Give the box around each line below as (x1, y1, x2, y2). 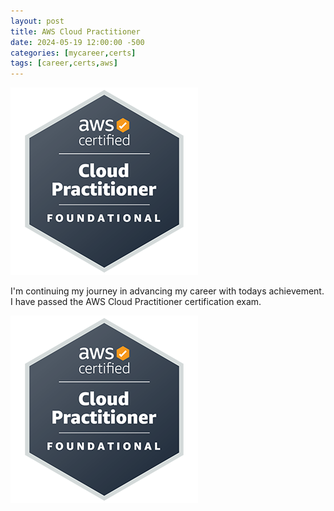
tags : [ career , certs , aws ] (10, 58, 118, 69)
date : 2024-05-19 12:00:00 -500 (10, 37, 145, 47)
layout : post (10, 16, 65, 26)
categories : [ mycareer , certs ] (10, 48, 137, 58)
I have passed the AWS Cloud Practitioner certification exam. (10, 296, 262, 308)
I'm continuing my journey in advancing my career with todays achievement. (10, 285, 325, 297)
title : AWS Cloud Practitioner (10, 26, 141, 37)
